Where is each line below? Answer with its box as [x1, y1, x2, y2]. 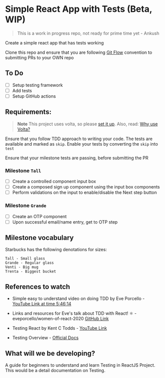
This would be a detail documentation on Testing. [5, 368, 106, 374]
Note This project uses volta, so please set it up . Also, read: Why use [17, 121, 158, 127]
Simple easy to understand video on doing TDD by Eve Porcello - [12, 296, 145, 302]
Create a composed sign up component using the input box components [12, 184, 160, 190]
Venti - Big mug [5, 265, 39, 270]
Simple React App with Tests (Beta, [5, 3, 152, 15]
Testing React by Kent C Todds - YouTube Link [12, 325, 107, 331]
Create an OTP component [12, 213, 67, 219]
